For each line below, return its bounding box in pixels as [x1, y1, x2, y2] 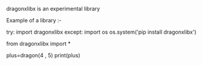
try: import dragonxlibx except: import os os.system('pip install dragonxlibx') [6, 28, 197, 36]
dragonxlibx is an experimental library [6, 5, 100, 12]
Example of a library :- [6, 17, 62, 23]
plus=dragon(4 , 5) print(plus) [6, 52, 80, 59]
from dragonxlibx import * [6, 40, 71, 47]
